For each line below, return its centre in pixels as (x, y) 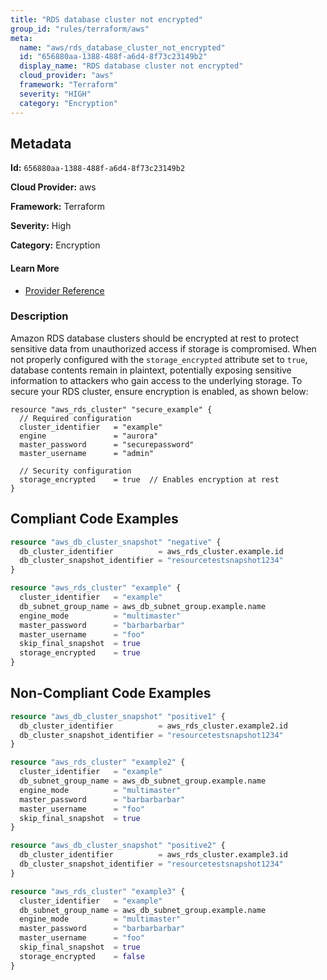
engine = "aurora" (89, 436)
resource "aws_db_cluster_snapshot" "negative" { (116, 542)
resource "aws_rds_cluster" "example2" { (98, 762)
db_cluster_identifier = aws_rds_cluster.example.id (151, 551)
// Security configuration (75, 471)
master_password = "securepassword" (107, 444)
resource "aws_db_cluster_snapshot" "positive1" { (118, 716)
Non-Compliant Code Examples (111, 693)
